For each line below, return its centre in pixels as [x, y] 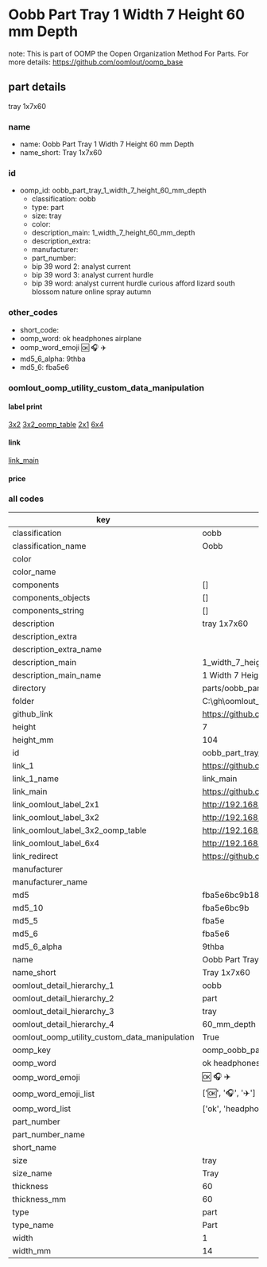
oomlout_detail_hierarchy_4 [63, 1024]
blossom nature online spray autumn [91, 292]
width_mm [32, 1250]
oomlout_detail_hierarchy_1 [63, 985]
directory [29, 688]
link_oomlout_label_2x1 [56, 804]
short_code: [39, 330]
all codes [26, 499]
